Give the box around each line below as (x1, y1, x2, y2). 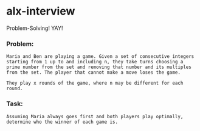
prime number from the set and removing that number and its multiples (6, 64, 191, 71)
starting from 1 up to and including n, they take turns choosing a (6, 59, 184, 65)
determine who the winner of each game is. (6, 119, 119, 125)
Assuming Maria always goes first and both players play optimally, (6, 113, 184, 119)
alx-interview (6, 4, 75, 18)
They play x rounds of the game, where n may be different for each (6, 80, 184, 87)
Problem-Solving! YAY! (6, 24, 63, 32)
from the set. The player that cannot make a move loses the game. (6, 69, 181, 76)
